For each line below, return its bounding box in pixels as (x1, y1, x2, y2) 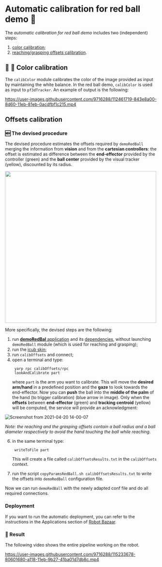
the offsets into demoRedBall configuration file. (12, 476, 104, 482)
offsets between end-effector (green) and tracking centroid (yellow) (12, 400, 151, 406)
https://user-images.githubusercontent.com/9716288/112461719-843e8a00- (5, 96, 157, 102)
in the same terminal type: (12, 438, 64, 444)
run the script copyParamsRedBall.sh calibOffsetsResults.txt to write (12, 471, 152, 477)
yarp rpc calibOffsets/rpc (14, 367, 69, 371)
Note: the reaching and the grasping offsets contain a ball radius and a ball (5, 424, 156, 430)
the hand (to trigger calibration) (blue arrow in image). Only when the (12, 395, 150, 400)
